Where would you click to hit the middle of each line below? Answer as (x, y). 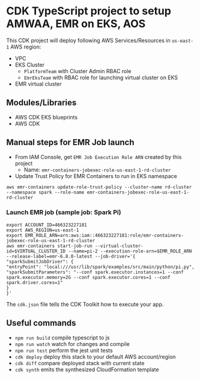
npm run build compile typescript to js (62, 338)
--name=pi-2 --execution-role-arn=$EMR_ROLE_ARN (130, 251)
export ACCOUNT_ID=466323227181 (47, 225)
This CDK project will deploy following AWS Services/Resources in (88, 40)
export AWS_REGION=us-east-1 (43, 230)
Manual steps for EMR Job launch (70, 142)
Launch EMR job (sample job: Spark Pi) (64, 212)
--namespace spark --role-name (45, 192)
